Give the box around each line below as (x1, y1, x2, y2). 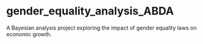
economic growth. (6, 30, 52, 37)
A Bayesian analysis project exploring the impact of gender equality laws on (6, 24, 197, 31)
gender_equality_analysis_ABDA (6, 4, 174, 18)
